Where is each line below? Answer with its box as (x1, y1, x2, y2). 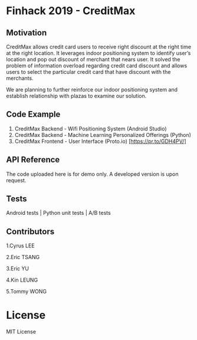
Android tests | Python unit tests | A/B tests (6, 210, 111, 217)
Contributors (6, 226, 55, 237)
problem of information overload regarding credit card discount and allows (6, 62, 188, 69)
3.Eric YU (6, 265, 29, 272)
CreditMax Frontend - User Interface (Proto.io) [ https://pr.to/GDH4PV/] (14, 138, 187, 145)
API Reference (6, 155, 60, 165)
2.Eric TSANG (6, 254, 40, 261)
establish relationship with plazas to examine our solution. (6, 93, 147, 99)
